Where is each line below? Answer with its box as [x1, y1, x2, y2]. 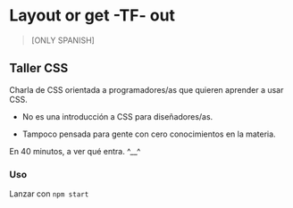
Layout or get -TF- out [9, 5, 176, 26]
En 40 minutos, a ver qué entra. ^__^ [9, 146, 141, 156]
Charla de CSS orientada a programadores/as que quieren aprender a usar [9, 84, 284, 95]
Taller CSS [9, 61, 69, 76]
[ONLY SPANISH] [30, 35, 96, 46]
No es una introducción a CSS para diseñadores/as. [21, 111, 213, 121]
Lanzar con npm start [9, 188, 89, 199]
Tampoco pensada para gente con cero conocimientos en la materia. [21, 129, 276, 139]
